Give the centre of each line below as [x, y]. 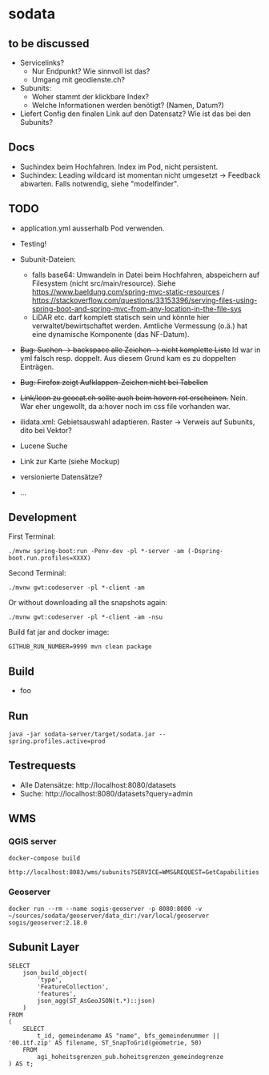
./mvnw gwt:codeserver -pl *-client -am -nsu [85, 617]
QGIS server [32, 841]
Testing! [33, 243]
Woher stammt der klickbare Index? [90, 96]
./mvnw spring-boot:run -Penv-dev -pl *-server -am [96, 552]
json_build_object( [55, 973]
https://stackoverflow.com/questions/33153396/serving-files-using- [145, 300]
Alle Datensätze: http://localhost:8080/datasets [98, 784]
